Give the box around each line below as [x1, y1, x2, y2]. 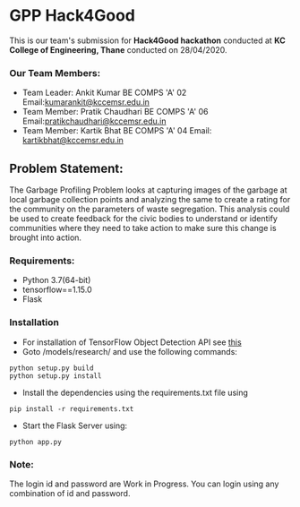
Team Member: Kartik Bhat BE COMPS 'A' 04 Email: [21, 125, 212, 136]
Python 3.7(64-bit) [21, 275, 91, 286]
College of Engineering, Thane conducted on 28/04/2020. [9, 44, 227, 55]
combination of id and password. [9, 487, 131, 498]
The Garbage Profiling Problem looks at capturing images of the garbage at [9, 185, 287, 195]
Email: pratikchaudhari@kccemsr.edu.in [21, 116, 167, 126]
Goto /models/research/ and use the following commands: [21, 346, 237, 357]
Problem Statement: [9, 160, 124, 176]
